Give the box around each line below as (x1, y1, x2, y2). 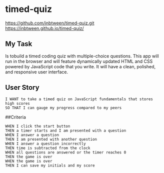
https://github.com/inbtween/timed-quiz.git (5, 20, 94, 26)
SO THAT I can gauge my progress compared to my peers (5, 105, 122, 110)
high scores (5, 101, 30, 106)
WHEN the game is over (5, 159, 52, 164)
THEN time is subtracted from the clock (5, 146, 91, 151)
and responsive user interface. (5, 69, 68, 75)
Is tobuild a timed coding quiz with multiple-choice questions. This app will (5, 53, 159, 59)
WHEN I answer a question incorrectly (5, 141, 86, 146)
